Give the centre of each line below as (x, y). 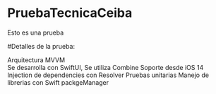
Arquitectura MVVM (36, 60)
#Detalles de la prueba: (41, 46)
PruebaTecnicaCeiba (70, 13)
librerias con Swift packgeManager (58, 82)
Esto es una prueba (36, 33)
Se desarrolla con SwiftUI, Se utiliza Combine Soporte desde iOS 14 (106, 67)
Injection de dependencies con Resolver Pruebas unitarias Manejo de (108, 75)
